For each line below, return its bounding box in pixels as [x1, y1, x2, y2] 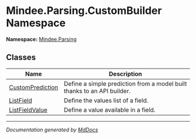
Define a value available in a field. [64, 106, 156, 114]
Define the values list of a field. [64, 96, 149, 104]
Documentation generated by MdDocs [6, 126, 98, 133]
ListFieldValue [9, 106, 48, 114]
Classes [6, 52, 36, 62]
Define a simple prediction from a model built [64, 80, 187, 88]
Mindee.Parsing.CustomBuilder [6, 4, 162, 17]
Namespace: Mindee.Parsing [6, 35, 77, 42]
